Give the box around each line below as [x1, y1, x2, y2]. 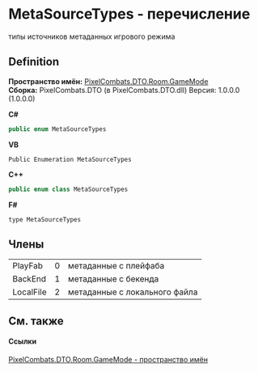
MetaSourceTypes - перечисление [8, 5, 251, 23]
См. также [8, 314, 65, 328]
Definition [8, 55, 59, 69]
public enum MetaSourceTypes [8, 125, 107, 133]
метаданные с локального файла [67, 286, 198, 298]
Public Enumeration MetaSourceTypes [8, 155, 132, 163]
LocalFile [12, 286, 47, 298]
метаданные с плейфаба [67, 260, 165, 272]
